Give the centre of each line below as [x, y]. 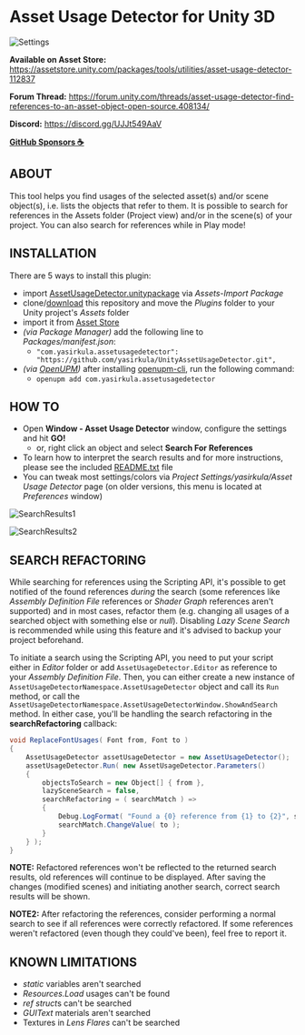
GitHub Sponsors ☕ [47, 142]
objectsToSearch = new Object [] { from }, [123, 783]
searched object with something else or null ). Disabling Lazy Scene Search [150, 621]
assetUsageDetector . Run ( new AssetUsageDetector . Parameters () [146, 766]
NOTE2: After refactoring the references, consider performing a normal [143, 914]
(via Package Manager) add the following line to [113, 332]
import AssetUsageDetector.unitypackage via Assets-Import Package [153, 293]
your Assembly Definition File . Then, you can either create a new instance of [152, 677]
